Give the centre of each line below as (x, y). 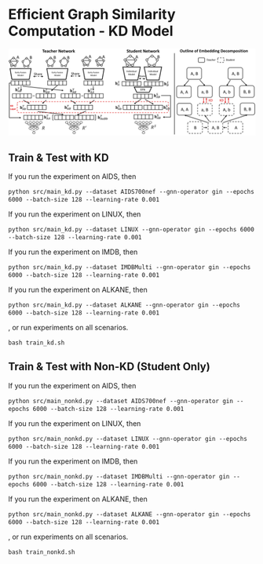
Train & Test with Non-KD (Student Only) (109, 367)
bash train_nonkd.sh (42, 552)
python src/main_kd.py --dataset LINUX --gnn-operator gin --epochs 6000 (131, 229)
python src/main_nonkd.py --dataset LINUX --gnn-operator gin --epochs (128, 438)
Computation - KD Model (91, 31)
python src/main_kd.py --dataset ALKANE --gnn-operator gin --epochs (124, 305)
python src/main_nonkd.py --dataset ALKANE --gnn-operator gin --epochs (130, 514)
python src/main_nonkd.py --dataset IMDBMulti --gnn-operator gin (119, 476)
